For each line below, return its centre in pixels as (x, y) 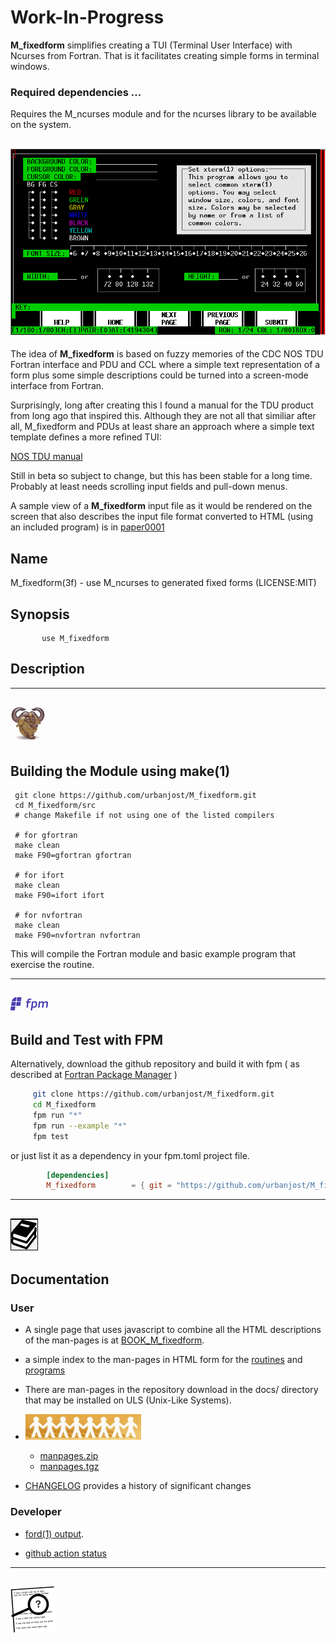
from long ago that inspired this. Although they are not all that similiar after (163, 416)
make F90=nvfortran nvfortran (77, 936)
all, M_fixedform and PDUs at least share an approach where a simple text (162, 427)
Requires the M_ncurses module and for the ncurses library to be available (163, 114)
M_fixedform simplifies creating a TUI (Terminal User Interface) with (151, 45)
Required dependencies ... (76, 92)
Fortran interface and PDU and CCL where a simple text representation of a (165, 365)
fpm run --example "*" (80, 1126)
